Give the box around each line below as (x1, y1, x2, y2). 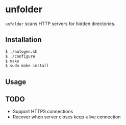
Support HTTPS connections (12, 109, 73, 115)
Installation (5, 35, 42, 44)
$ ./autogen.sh (5, 49, 38, 54)
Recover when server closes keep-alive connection (12, 114, 121, 120)
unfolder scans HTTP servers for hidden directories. (5, 20, 116, 27)
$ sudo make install (5, 63, 49, 69)
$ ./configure (5, 54, 36, 59)
